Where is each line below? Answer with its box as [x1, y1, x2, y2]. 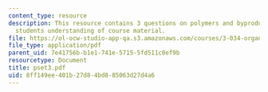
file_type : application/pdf [8, 42, 102, 50]
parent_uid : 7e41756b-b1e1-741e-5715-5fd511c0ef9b [8, 49, 180, 57]
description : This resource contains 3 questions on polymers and [8, 19, 234, 27]
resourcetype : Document [8, 57, 88, 65]
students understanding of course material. [15, 26, 166, 34]
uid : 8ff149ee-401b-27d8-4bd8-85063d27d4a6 [8, 71, 156, 79]
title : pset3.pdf [8, 64, 66, 72]
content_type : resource [8, 11, 88, 20]
